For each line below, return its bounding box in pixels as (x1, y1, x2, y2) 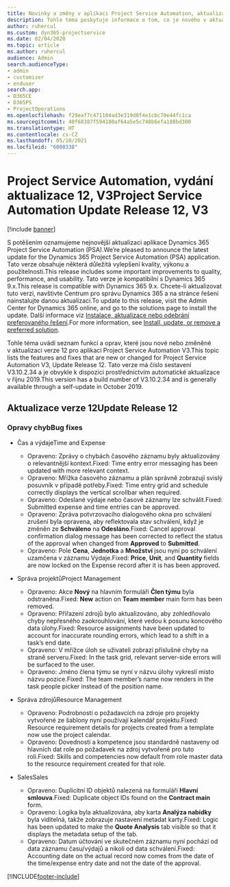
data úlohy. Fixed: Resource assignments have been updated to (27, 624, 205, 632)
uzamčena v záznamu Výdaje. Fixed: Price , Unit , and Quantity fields (27, 553, 220, 562)
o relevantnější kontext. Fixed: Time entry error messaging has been (27, 459, 218, 467)
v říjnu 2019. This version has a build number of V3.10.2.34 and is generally (7, 375, 217, 384)
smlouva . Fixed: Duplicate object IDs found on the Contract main (27, 793, 211, 801)
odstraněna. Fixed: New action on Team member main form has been (27, 595, 222, 603)
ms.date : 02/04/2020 (7, 36, 66, 42)
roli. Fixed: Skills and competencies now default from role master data (27, 752, 223, 760)
